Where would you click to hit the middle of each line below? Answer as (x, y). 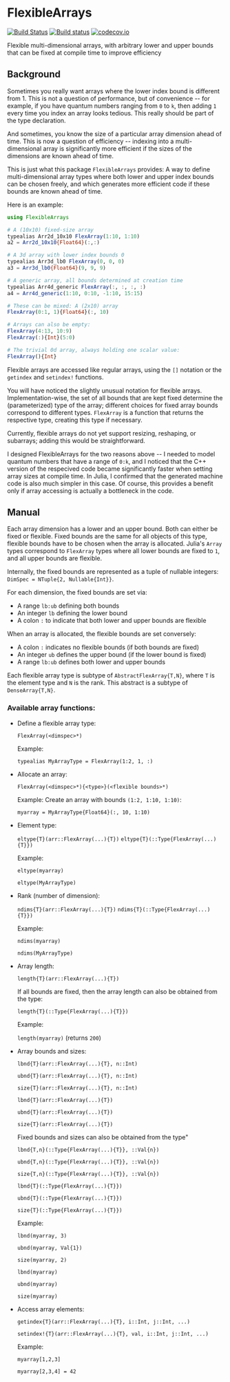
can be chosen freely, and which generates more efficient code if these (108, 184)
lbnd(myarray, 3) (42, 1235)
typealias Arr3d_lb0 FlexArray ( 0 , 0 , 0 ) (66, 262)
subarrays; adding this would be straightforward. (76, 440)
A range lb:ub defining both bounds (68, 606)
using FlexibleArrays (38, 217)
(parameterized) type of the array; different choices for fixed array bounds (113, 405)
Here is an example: (35, 205)
